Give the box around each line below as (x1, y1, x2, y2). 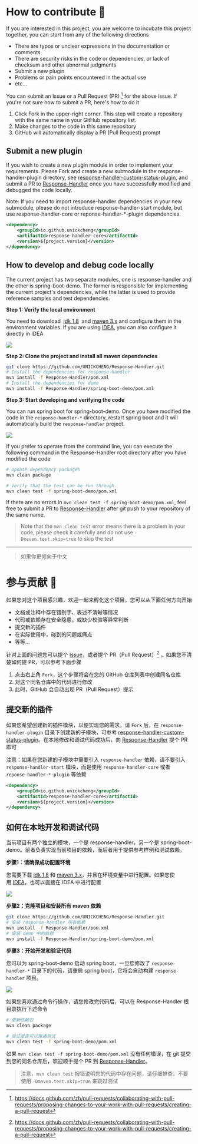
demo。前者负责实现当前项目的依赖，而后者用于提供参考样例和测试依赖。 (6, 847, 186, 854)
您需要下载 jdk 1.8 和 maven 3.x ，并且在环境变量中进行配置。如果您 (6, 871, 170, 878)
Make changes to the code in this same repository (14, 123, 137, 130)
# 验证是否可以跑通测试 (6, 1033, 56, 1039)
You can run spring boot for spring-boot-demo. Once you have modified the (6, 408, 191, 415)
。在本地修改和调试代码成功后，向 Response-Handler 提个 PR (38, 736, 188, 743)
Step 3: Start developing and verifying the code (6, 396, 125, 403)
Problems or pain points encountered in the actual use (14, 74, 147, 81)
